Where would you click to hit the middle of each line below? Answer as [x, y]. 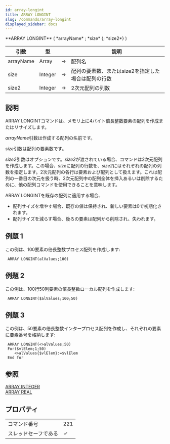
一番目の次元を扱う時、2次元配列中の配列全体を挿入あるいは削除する [86, 179]
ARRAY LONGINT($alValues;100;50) [43, 298]
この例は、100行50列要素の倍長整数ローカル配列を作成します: [70, 289]
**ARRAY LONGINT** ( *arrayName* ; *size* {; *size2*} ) [66, 38]
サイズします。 [34, 127]
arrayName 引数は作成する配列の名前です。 [50, 138]
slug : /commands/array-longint [38, 19]
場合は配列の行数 [92, 79]
